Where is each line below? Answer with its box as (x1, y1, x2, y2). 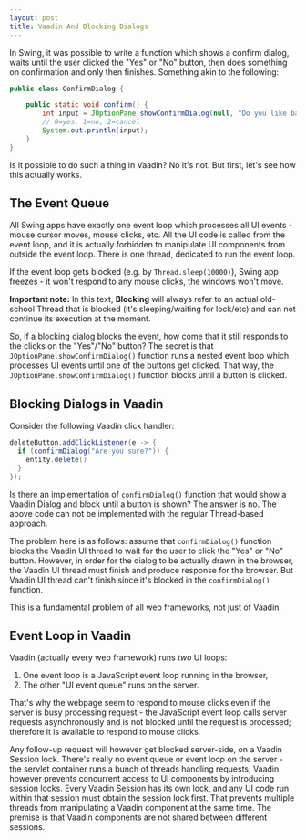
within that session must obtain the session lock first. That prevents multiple (9, 793, 295, 803)
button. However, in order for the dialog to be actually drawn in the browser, (9, 554, 294, 566)
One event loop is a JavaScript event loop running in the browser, (22, 670, 269, 681)
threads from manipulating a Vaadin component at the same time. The (9, 803, 271, 814)
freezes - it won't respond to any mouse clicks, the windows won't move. (9, 276, 284, 288)
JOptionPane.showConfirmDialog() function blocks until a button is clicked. (9, 370, 288, 381)
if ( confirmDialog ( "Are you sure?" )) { (17, 446, 169, 457)
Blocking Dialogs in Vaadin (9, 396, 164, 412)
